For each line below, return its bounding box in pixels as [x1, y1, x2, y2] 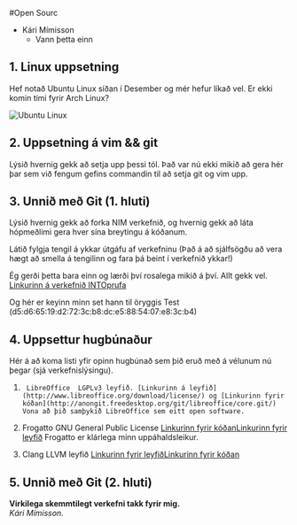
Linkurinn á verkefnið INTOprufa [9, 280, 127, 290]
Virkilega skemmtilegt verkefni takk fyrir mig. [9, 498, 180, 509]
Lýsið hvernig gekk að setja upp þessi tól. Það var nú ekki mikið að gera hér [9, 158, 284, 169]
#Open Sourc [9, 8, 59, 18]
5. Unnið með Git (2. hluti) [9, 475, 152, 490]
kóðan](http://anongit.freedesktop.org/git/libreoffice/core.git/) [21, 399, 277, 408]
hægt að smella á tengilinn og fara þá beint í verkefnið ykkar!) [9, 253, 233, 264]
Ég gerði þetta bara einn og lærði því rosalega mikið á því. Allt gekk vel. [9, 270, 268, 282]
